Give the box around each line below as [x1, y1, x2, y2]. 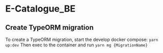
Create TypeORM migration [5, 23, 94, 32]
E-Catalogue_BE [5, 3, 76, 15]
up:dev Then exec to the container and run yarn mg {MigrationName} [5, 42, 148, 48]
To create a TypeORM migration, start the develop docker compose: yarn [5, 36, 158, 42]
